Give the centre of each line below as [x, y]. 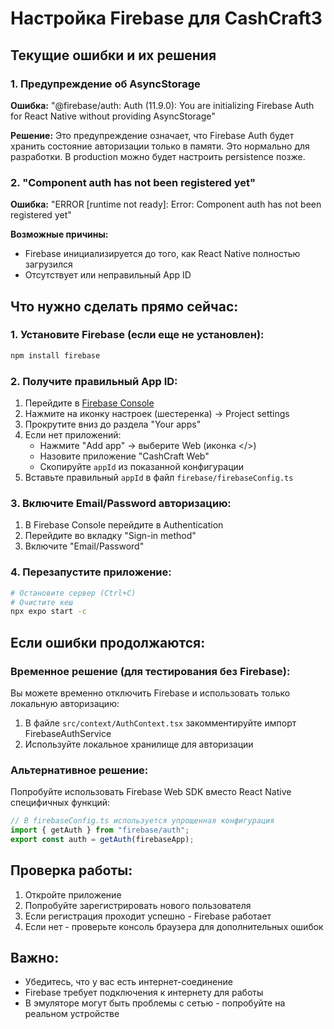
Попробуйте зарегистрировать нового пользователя [138, 905]
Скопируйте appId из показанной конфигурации [142, 467]
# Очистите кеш [42, 602]
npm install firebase [55, 355]
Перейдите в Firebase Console [89, 403]
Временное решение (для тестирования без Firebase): [150, 671]
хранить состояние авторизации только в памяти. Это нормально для [160, 146]
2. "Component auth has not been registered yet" [133, 182]
